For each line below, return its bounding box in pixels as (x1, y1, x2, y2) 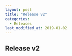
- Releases (9, 21, 32, 26)
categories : (5, 16, 30, 21)
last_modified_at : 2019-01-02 (5, 26, 68, 31)
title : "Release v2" (5, 12, 48, 17)
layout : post (5, 7, 32, 12)
